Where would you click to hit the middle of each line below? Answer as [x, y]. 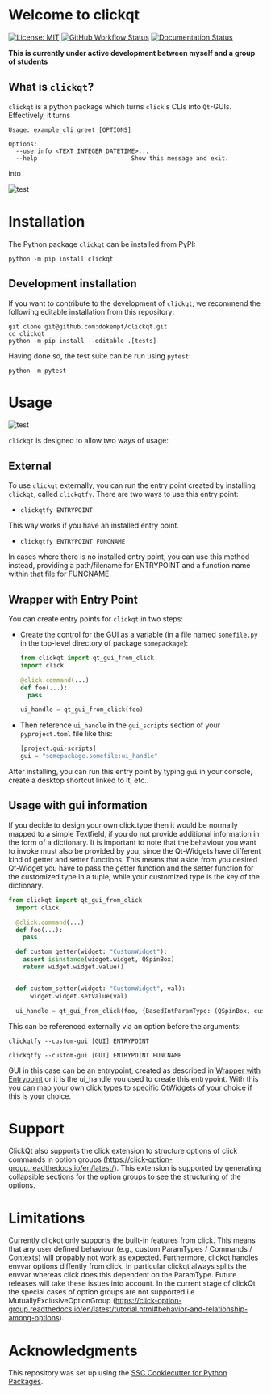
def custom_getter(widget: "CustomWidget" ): [92, 952]
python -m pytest [38, 371]
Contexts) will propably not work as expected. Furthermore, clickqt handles [133, 1258]
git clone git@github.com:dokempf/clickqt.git [88, 326]
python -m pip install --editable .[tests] [83, 341]
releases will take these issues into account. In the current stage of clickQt [132, 1283]
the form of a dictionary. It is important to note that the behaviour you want [132, 842]
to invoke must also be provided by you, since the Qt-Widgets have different [135, 850]
